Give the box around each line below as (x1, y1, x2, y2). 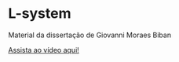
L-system (8, 5, 71, 22)
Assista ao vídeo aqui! (8, 45, 80, 54)
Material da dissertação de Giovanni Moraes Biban (8, 30, 171, 40)
